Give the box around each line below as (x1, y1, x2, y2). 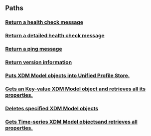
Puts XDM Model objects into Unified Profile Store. (5, 72, 130, 79)
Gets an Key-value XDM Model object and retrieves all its (5, 85, 146, 92)
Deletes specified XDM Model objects (5, 105, 99, 112)
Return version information (5, 59, 72, 66)
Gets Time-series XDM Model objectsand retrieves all (5, 118, 138, 125)
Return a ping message (5, 46, 62, 53)
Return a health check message (5, 19, 84, 26)
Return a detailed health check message (5, 32, 105, 39)
